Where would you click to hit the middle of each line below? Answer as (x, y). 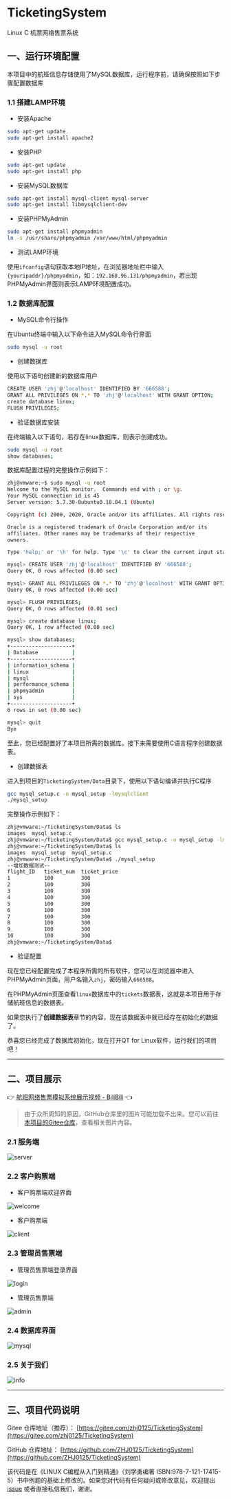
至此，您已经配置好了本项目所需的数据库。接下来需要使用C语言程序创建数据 (115, 743)
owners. (18, 540)
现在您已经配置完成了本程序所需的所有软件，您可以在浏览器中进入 (100, 970)
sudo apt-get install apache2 (51, 138)
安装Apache (34, 119)
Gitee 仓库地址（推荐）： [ (43, 1428)
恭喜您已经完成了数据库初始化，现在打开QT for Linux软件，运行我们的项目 (112, 1040)
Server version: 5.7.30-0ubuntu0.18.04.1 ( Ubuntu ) (81, 502)
